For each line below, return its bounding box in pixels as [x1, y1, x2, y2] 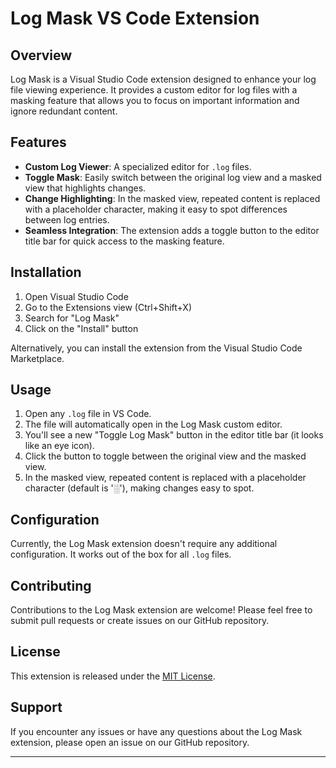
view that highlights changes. [24, 182, 147, 194]
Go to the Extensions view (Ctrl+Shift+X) [24, 301, 193, 313]
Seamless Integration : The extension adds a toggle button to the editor [24, 224, 320, 236]
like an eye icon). [24, 440, 95, 452]
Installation [10, 264, 82, 281]
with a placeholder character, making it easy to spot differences [24, 203, 288, 215]
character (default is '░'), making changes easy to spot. [24, 482, 255, 494]
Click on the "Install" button [24, 322, 139, 334]
